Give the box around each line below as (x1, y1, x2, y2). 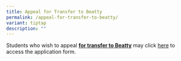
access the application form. (6, 48, 76, 56)
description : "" (6, 25, 46, 32)
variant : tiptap (6, 20, 46, 26)
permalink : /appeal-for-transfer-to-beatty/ (6, 14, 118, 20)
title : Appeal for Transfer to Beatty (6, 8, 102, 15)
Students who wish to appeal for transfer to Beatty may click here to (6, 42, 176, 49)
